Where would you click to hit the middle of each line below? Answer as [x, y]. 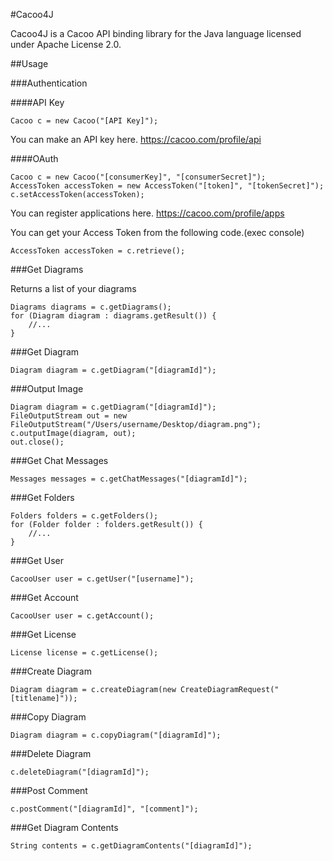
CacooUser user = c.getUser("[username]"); [102, 579]
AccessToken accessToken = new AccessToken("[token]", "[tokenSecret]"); [167, 186]
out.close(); [37, 442]
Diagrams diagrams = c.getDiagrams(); [91, 307]
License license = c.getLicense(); [84, 653]
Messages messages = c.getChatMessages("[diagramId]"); [129, 479]
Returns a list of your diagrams [73, 288]
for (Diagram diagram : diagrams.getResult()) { [113, 316]
